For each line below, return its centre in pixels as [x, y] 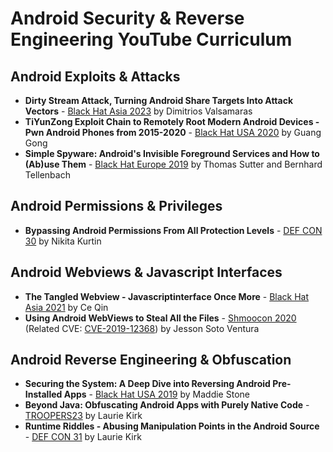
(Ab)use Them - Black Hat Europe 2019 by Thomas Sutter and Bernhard [173, 164]
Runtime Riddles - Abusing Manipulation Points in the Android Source [172, 426]
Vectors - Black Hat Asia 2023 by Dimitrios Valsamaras [138, 111]
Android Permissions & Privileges [116, 206]
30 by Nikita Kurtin [63, 241]
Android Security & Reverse [127, 18]
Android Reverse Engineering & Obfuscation [151, 360]
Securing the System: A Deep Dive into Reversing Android [147, 384]
